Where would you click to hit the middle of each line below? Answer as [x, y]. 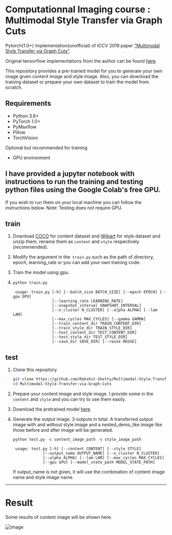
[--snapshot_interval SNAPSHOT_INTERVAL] [97, 306]
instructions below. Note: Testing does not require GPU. [64, 208]
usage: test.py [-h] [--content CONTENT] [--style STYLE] [78, 449]
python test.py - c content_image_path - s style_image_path [77, 439]
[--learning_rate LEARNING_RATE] [88, 301]
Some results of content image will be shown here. [59, 517]
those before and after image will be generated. [63, 430]
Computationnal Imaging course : [78, 10]
